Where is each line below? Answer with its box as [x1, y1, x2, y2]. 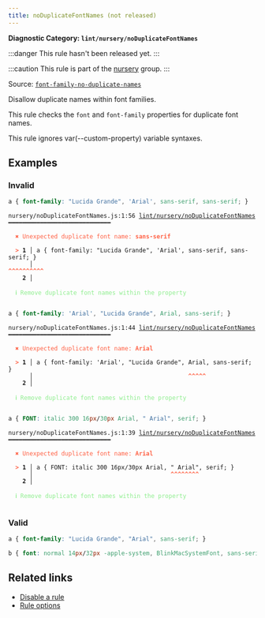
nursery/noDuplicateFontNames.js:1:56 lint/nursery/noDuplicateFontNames [8, 212, 256, 220]
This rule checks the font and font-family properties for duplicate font [8, 110, 239, 119]
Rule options [19, 601, 61, 610]
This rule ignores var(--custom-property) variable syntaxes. [8, 133, 203, 143]
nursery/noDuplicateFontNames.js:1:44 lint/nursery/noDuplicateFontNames [8, 324, 256, 332]
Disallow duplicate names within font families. [8, 94, 156, 103]
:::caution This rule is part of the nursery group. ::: [8, 64, 170, 73]
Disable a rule [19, 592, 65, 601]
